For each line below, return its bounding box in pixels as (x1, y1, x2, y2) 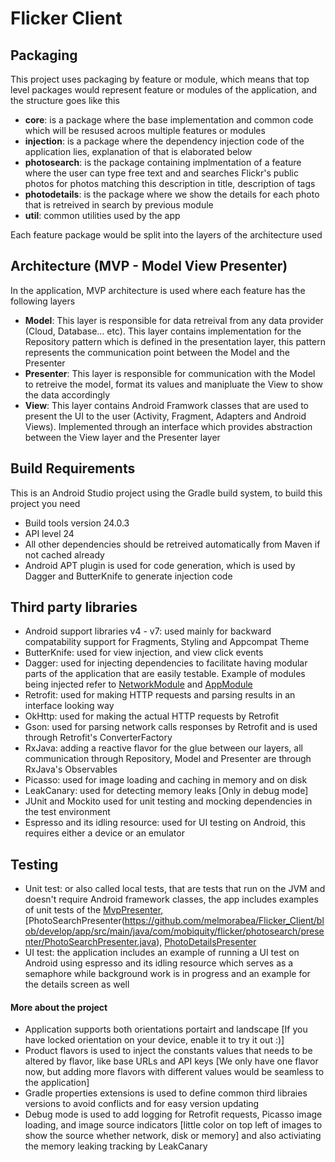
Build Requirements (10, 460, 136, 477)
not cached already (24, 548, 105, 561)
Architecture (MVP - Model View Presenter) (10, 258, 288, 275)
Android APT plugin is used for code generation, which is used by (24, 559, 296, 571)
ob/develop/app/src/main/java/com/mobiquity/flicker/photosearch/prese (24, 925, 325, 937)
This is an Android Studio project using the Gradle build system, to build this (10, 487, 323, 499)
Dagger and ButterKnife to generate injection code (24, 570, 233, 582)
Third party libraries (10, 599, 138, 616)
